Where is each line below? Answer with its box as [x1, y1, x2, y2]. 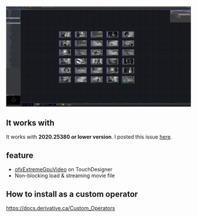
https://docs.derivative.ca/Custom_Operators [6, 205, 116, 212]
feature [6, 150, 34, 160]
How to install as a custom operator [6, 189, 138, 199]
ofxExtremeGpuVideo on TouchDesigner [14, 166, 113, 173]
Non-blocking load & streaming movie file [14, 172, 116, 179]
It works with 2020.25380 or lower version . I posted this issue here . [6, 133, 172, 140]
